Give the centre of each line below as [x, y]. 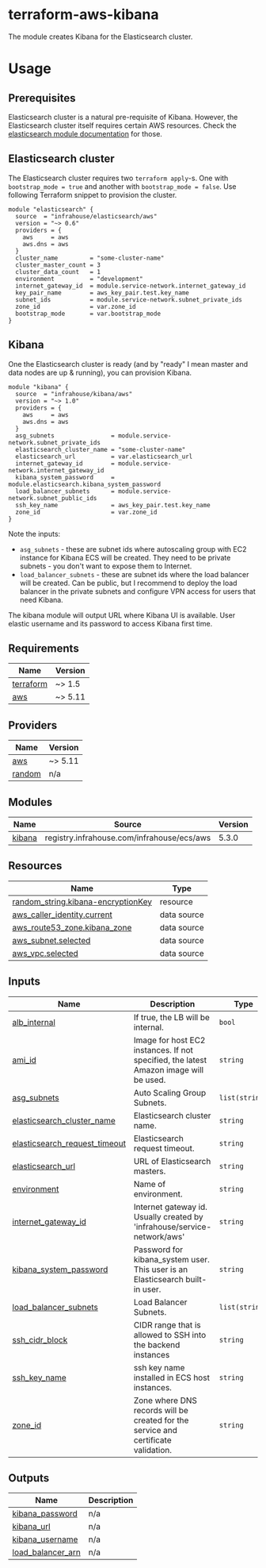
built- [196, 1279]
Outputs [29, 1478]
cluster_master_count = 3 [58, 265]
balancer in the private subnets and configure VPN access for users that [137, 591]
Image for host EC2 [169, 1040]
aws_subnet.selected [51, 940]
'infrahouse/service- [173, 1227]
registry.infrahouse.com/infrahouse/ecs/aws [128, 838]
